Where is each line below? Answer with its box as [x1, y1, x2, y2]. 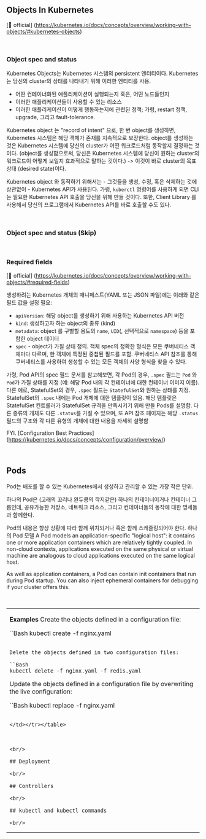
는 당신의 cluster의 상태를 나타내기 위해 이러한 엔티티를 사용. [6, 77, 151, 85]
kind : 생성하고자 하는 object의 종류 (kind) [15, 319, 116, 327]
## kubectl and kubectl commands [9, 807, 107, 814]
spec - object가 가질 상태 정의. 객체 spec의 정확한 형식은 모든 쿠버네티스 [15, 342, 189, 349]
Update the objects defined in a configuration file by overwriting [9, 679, 194, 688]
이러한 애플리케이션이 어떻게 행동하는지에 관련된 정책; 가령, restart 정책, [15, 106, 188, 113]
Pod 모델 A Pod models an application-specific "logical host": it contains [12, 531, 195, 539]
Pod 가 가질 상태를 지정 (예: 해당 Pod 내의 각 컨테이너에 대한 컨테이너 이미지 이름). [6, 378, 200, 386]
